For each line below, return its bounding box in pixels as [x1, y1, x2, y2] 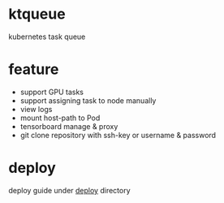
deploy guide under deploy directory [8, 185, 131, 195]
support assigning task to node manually [19, 95, 157, 106]
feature [8, 60, 59, 79]
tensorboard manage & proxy [19, 121, 118, 131]
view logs [19, 104, 53, 114]
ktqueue [8, 5, 67, 24]
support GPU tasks [19, 87, 84, 97]
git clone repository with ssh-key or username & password [19, 130, 217, 140]
